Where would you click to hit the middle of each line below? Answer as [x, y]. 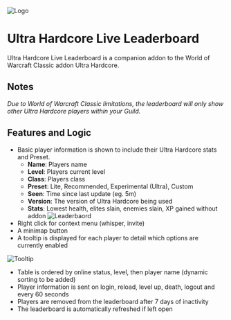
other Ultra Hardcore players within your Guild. [74, 111]
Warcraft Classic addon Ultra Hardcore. [63, 65]
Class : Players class [56, 179]
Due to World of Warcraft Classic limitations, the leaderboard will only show [115, 103]
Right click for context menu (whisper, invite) [81, 223]
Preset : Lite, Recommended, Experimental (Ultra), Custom [110, 186]
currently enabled [42, 245]
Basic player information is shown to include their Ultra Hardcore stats [117, 150]
